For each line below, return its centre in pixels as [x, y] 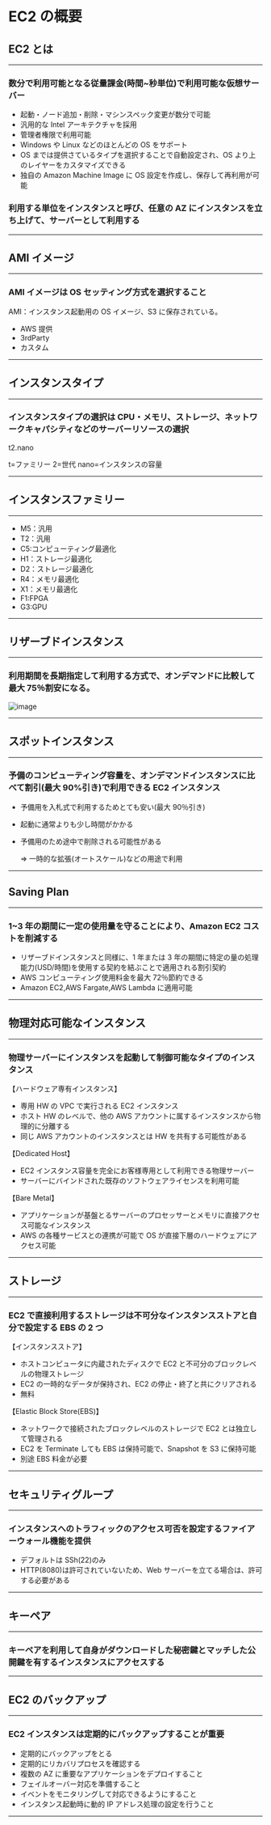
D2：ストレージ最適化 [57, 569]
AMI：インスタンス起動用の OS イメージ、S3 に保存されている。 [115, 311]
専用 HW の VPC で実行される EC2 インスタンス [99, 1106]
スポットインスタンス [61, 741]
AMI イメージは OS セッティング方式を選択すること [108, 292]
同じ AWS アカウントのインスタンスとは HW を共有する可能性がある [133, 1137]
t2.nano [21, 447]
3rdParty [35, 337]
